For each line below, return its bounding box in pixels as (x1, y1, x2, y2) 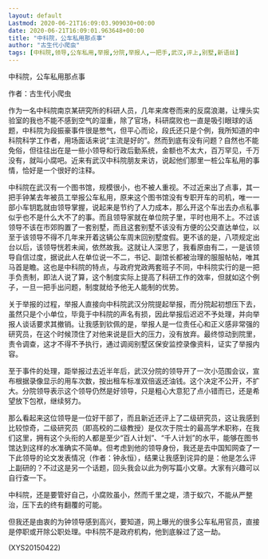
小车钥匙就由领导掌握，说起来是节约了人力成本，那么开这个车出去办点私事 (14, 203, 260, 212)
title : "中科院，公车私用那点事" (8, 34, 106, 42)
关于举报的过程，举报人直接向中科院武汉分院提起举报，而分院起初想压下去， (8, 299, 260, 308)
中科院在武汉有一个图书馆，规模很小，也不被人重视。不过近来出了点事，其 (8, 183, 253, 192)
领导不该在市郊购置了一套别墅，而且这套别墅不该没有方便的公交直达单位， (8, 223, 253, 232)
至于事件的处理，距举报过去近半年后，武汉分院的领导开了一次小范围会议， (8, 367, 253, 375)
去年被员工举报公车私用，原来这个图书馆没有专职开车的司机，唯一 (35, 192, 253, 202)
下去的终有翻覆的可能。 (29, 500, 106, 509)
